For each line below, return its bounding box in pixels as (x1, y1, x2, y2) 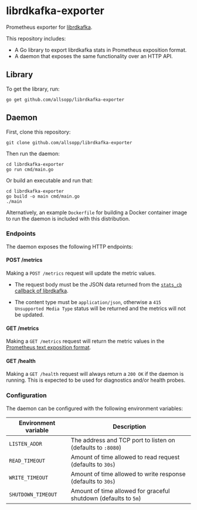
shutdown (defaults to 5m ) (70, 494, 141, 502)
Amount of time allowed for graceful (70, 486, 170, 495)
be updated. (14, 311, 44, 318)
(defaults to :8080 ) (70, 443, 122, 451)
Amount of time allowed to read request (70, 453, 180, 461)
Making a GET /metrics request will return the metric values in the (6, 338, 165, 345)
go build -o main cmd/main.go (6, 193, 80, 199)
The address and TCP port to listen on (70, 436, 175, 444)
